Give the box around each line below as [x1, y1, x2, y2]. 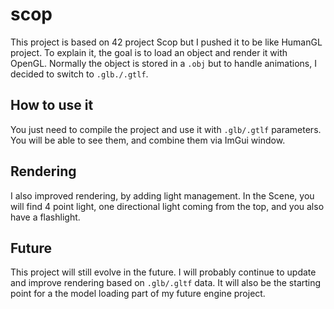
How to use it [10, 97, 94, 114]
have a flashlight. [10, 211, 81, 223]
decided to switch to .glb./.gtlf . [10, 68, 149, 80]
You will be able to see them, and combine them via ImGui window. [10, 134, 286, 146]
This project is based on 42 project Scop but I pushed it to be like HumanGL [10, 36, 323, 48]
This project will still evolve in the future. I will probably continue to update [10, 266, 317, 278]
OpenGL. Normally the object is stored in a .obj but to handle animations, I [10, 57, 317, 69]
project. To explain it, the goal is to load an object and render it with [10, 46, 288, 58]
